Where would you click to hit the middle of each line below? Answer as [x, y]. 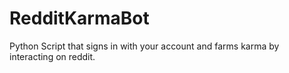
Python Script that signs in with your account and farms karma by [144, 46]
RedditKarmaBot [79, 18]
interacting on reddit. [52, 56]
